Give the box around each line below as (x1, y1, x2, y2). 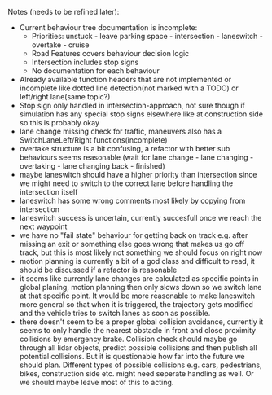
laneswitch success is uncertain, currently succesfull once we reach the (19, 213, 262, 222)
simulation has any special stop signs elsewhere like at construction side (19, 109, 264, 119)
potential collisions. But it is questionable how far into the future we (19, 352, 245, 361)
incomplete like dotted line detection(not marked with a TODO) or (19, 83, 239, 93)
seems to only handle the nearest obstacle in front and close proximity (19, 326, 257, 335)
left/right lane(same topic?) (19, 92, 111, 101)
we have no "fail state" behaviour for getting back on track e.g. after (19, 230, 248, 239)
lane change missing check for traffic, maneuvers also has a (19, 126, 222, 136)
